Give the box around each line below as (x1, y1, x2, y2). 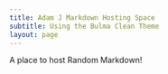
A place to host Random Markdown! (9, 55, 143, 66)
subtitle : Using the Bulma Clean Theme (9, 22, 160, 31)
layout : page (9, 30, 59, 39)
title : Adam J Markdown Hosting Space (9, 13, 155, 23)
